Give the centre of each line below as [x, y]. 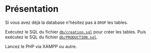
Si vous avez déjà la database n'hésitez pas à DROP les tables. [66, 22]
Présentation [32, 9]
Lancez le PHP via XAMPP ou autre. [41, 46]
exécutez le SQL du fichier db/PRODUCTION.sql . [51, 37]
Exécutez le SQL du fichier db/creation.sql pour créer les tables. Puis [75, 32]
